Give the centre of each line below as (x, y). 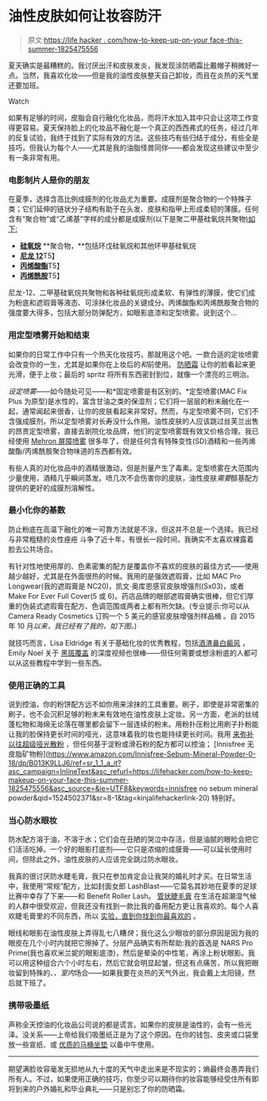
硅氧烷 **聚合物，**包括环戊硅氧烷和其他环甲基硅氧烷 (108, 246)
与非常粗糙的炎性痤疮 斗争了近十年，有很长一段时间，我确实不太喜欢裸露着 (131, 539)
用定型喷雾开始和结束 (49, 336)
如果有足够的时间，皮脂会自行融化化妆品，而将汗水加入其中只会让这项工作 (130, 117)
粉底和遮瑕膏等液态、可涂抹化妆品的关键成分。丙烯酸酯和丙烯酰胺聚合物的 (137, 303)
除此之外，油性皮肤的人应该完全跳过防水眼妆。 (106, 859)
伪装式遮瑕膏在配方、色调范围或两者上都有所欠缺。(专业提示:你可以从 (136, 606)
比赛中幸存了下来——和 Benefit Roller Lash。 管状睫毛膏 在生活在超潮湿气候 (132, 896)
